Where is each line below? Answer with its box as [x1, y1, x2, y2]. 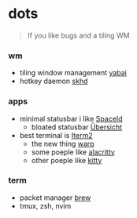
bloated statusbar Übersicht [31, 122, 123, 132]
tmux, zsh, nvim [19, 201, 72, 210]
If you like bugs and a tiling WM [27, 31, 130, 40]
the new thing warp [31, 139, 94, 148]
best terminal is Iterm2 [19, 130, 93, 140]
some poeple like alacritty [31, 147, 116, 157]
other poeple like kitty [31, 155, 102, 165]
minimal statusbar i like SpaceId [19, 114, 124, 123]
